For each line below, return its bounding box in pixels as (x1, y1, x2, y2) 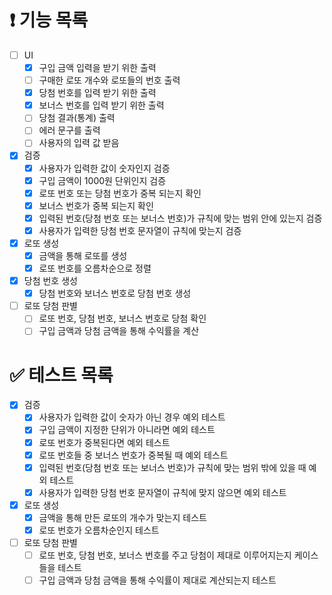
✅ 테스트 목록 (9, 364, 114, 386)
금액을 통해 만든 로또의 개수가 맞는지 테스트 (38, 511, 207, 523)
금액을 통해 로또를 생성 (38, 249, 128, 261)
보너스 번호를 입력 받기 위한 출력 (38, 99, 165, 111)
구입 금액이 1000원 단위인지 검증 (38, 174, 167, 186)
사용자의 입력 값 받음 (38, 137, 120, 149)
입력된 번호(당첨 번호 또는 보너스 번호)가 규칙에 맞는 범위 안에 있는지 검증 (38, 212, 323, 224)
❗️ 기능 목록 (9, 9, 89, 32)
